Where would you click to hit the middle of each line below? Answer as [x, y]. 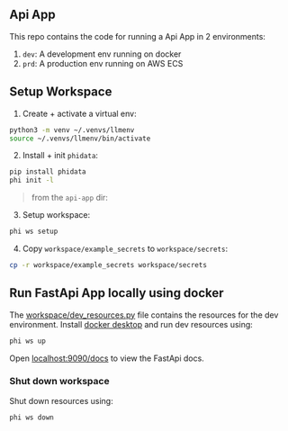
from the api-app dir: [69, 198]
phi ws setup [34, 232]
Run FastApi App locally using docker [117, 293]
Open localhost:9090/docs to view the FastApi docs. [107, 358]
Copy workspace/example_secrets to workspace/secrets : [125, 248]
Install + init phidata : [60, 156]
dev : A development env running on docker [102, 54]
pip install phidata [48, 172]
